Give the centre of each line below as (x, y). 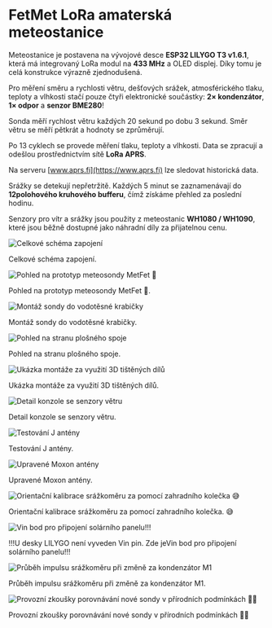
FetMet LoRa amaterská (90, 15)
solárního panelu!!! (39, 551)
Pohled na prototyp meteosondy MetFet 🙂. (79, 290)
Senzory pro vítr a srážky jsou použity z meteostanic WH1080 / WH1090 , (132, 218)
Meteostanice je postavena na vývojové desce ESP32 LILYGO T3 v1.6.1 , (129, 55)
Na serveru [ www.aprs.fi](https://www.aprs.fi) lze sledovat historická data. (134, 169)
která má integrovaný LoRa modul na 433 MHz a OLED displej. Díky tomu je (135, 64)
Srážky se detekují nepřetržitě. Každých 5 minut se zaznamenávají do (125, 186)
